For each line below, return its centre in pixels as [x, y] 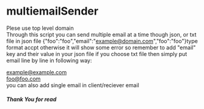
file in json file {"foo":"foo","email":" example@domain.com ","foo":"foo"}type [102, 41]
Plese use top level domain [40, 28]
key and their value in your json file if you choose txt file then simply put [97, 54]
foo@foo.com [24, 79]
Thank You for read [31, 99]
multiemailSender [53, 11]
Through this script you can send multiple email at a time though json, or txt [101, 34]
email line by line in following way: [49, 60]
